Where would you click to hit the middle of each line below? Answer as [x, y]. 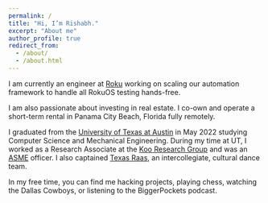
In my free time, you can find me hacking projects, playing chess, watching [133, 181]
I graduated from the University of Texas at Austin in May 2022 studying [128, 132]
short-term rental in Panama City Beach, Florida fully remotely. [112, 116]
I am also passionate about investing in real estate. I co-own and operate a [132, 108]
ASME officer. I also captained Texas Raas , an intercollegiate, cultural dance [134, 157]
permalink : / [30, 16]
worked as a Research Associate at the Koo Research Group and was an [128, 149]
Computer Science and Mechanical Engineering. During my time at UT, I [128, 140]
